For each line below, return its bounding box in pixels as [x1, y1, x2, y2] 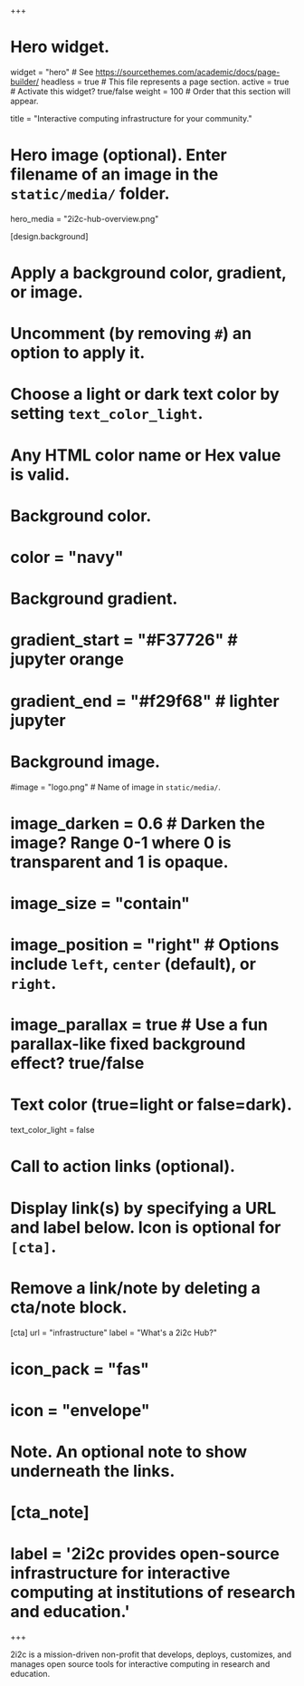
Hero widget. [10, 37, 110, 57]
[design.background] [10, 230, 89, 241]
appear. [10, 95, 39, 106]
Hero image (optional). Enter [10, 145, 227, 166]
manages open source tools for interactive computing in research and [10, 1659, 271, 1670]
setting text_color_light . [10, 403, 204, 424]
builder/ [10, 76, 40, 87]
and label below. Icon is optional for [10, 1216, 281, 1237]
